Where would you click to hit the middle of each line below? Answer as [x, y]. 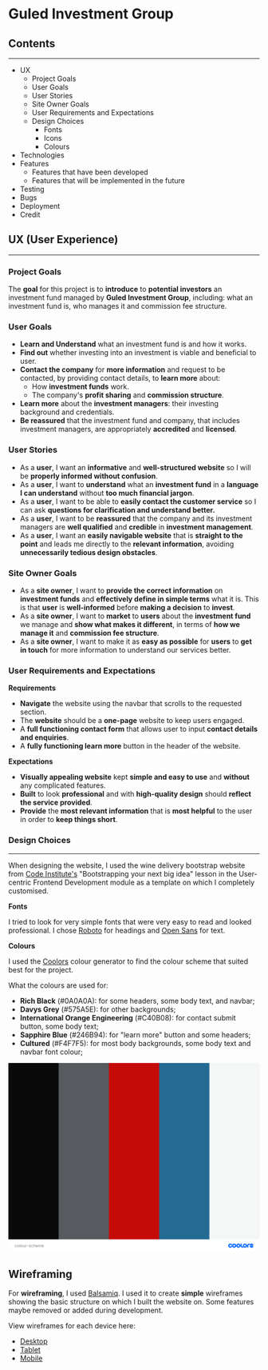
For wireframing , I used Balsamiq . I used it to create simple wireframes [126, 1293]
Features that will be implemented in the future [108, 180]
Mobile [31, 1358]
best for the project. [41, 969]
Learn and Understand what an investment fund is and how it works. [133, 344]
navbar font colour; [51, 1052]
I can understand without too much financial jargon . [107, 493]
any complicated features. [63, 785]
